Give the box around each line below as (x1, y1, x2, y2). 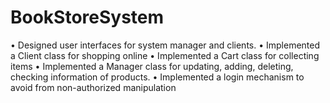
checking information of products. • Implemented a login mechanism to (10, 71, 305, 83)
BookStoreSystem (10, 6, 165, 29)
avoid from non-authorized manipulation (10, 81, 177, 93)
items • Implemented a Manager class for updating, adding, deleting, (10, 60, 294, 72)
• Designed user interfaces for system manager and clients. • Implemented (10, 39, 321, 51)
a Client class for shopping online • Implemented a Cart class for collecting (10, 49, 320, 61)
